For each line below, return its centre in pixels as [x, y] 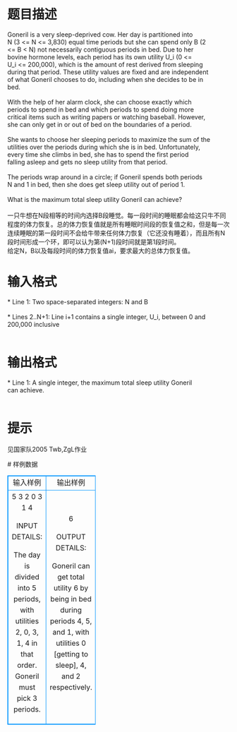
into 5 [27, 588]
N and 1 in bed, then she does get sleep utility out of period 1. [96, 184]
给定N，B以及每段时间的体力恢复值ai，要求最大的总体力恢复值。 [101, 251]
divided [27, 577]
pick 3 [27, 698]
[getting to [71, 654]
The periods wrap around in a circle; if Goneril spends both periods [105, 176]
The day [27, 555]
